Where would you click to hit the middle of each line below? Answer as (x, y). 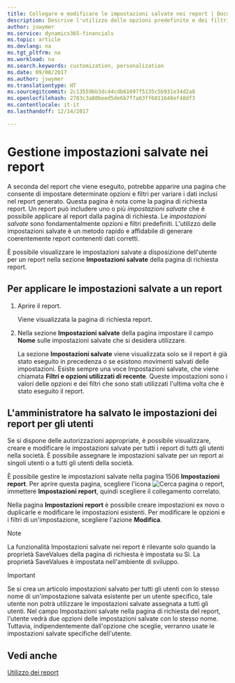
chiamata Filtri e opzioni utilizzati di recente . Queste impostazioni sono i (122, 376)
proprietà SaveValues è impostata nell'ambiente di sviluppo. (93, 562)
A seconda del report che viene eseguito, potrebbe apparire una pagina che (116, 186)
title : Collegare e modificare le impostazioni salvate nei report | (111, 14)
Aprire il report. (39, 306)
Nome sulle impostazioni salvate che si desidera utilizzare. (102, 340)
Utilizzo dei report (33, 673)
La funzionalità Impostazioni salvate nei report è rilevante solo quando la (112, 547)
